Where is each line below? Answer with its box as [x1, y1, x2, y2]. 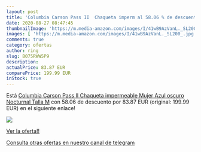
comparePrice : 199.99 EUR [6, 70, 71, 76]
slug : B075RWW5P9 [6, 53, 50, 59]
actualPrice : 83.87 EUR [6, 64, 66, 71]
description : [6, 59, 39, 65]
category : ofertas [6, 42, 52, 48]
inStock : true [6, 75, 42, 81]
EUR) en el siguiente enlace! [6, 105, 76, 112]
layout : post [6, 8, 39, 15]
